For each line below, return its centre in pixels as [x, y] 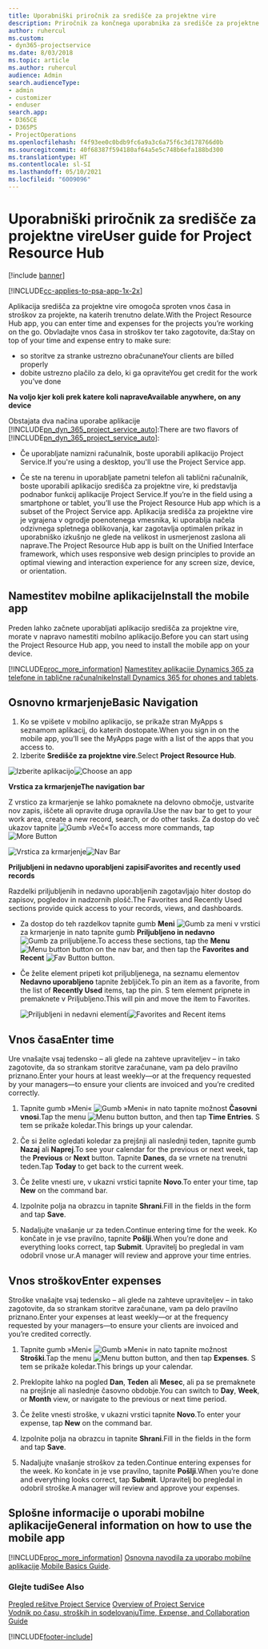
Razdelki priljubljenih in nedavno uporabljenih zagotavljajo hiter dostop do [130, 891]
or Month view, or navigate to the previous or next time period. [123, 1399]
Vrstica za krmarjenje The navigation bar [77, 787]
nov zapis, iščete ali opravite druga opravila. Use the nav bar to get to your [130, 811]
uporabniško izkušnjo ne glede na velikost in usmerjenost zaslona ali [133, 536]
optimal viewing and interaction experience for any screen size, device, [137, 562]
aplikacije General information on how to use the [130, 1526]
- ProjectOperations [43, 134]
